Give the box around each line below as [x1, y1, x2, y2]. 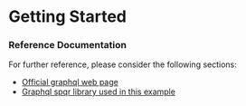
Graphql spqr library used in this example [21, 86, 175, 97]
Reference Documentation [8, 39, 128, 52]
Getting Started [8, 6, 128, 27]
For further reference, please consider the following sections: [8, 59, 237, 70]
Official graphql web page [21, 77, 118, 88]
